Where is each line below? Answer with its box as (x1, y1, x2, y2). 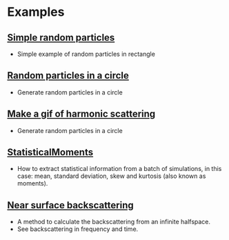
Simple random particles (7, 32, 115, 43)
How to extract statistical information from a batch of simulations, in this (17, 165, 222, 173)
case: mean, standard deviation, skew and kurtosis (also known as (17, 172, 206, 180)
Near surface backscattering (7, 199, 135, 211)
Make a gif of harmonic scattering (7, 108, 156, 120)
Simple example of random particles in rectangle (17, 50, 155, 58)
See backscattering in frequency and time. (17, 225, 139, 233)
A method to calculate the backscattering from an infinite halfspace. (17, 218, 211, 226)
